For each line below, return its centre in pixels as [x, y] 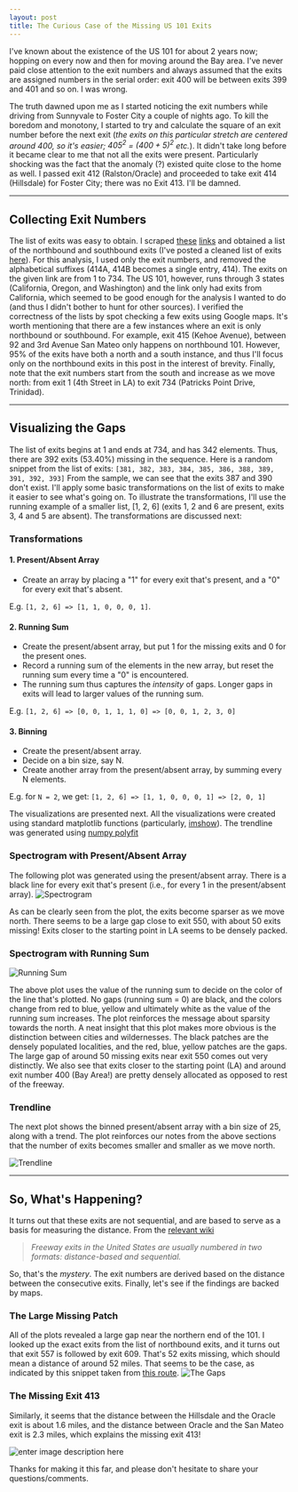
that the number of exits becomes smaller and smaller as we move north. [142, 1146]
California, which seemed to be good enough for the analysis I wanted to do [148, 297]
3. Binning [28, 731]
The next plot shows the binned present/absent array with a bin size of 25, [145, 1127]
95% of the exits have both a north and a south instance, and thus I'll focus [146, 354]
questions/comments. [49, 1478]
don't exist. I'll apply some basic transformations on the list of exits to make [147, 487]
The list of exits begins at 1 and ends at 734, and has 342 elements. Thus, [144, 449]
